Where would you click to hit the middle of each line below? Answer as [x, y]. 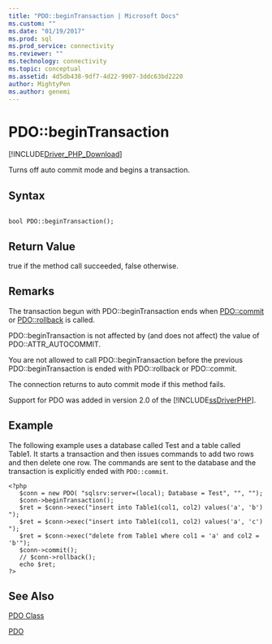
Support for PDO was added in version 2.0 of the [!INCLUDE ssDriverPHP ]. [132, 400]
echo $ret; [38, 564]
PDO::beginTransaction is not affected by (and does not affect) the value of [134, 335]
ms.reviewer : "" [36, 54]
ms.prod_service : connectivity [61, 46]
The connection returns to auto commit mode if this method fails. [117, 384]
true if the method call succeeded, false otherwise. [93, 266]
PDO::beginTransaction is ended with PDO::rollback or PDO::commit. [123, 368]
